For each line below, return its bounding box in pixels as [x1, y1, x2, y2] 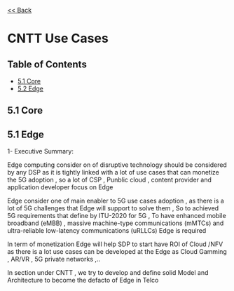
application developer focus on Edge [7, 183, 113, 191]
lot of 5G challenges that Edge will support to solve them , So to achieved [7, 204, 219, 212]
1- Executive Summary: [7, 147, 74, 156]
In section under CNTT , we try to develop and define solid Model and [7, 269, 209, 277]
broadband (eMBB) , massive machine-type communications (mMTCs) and [7, 219, 224, 227]
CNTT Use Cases [7, 31, 109, 46]
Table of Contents [7, 58, 88, 70]
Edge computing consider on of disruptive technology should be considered [7, 161, 228, 169]
